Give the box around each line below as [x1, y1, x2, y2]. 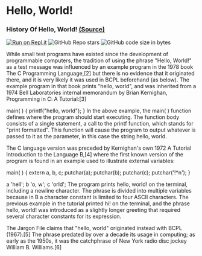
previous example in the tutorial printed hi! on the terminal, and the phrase [6, 200, 191, 207]
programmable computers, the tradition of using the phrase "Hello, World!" [6, 57, 192, 64]
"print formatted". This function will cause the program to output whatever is [6, 126, 196, 133]
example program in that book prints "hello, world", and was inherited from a [6, 83, 197, 90]
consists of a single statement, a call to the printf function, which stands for [6, 120, 194, 127]
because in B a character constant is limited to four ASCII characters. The [6, 194, 189, 201]
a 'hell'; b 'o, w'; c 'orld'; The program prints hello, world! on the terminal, [6, 181, 188, 188]
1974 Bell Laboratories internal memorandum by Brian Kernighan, [6, 89, 168, 97]
